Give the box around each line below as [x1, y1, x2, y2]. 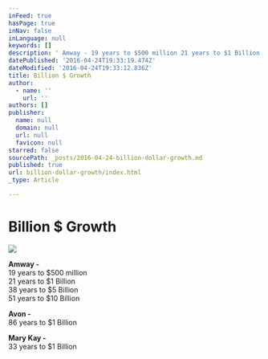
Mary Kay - [8, 332, 47, 342]
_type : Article [8, 176, 59, 185]
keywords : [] [8, 42, 52, 50]
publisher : [8, 109, 45, 117]
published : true [8, 161, 63, 169]
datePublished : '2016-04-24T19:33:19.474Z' [8, 57, 156, 65]
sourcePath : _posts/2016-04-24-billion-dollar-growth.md [8, 153, 203, 161]
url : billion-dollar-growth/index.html [8, 169, 142, 177]
